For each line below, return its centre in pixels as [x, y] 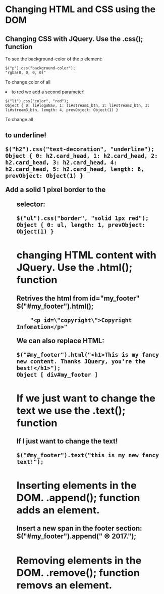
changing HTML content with [86, 255]
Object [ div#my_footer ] [57, 375]
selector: [31, 205]
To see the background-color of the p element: [54, 59]
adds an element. [58, 510]
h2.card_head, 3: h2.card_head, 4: [61, 162]
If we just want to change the [86, 398]
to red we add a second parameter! [48, 92]
